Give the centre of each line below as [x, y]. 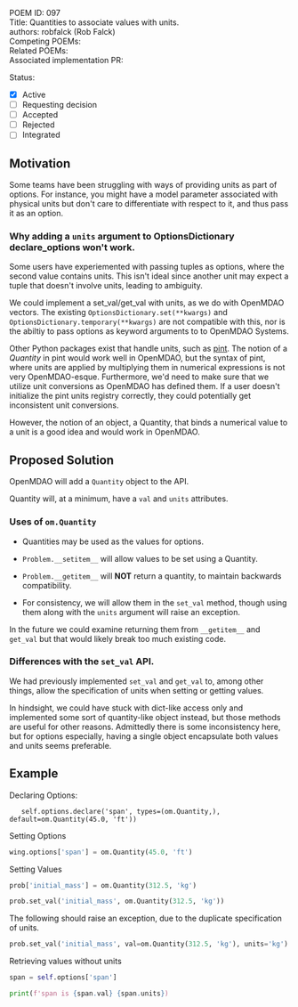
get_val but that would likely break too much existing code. [118, 638]
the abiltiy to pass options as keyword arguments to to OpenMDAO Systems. [149, 331]
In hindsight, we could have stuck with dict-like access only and [126, 708]
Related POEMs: [39, 51]
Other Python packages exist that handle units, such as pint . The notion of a [148, 349]
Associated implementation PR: [66, 60]
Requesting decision [60, 105]
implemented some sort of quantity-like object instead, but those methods [145, 717]
